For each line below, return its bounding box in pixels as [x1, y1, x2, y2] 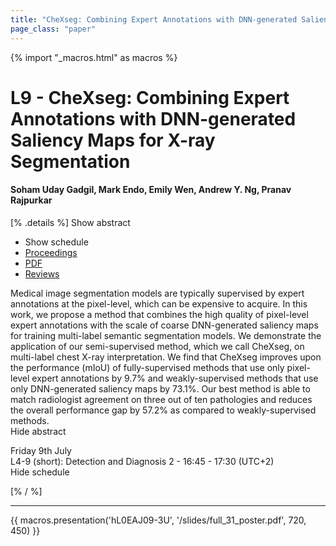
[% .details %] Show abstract [10, 216, 131, 228]
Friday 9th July [10, 444, 72, 456]
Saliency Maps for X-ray [10, 129, 216, 151]
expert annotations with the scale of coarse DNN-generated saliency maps [10, 319, 319, 331]
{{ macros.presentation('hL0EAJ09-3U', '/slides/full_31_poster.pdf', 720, [10, 514, 307, 526]
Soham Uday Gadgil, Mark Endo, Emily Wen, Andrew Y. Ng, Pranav [10, 184, 292, 196]
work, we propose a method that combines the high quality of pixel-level [10, 308, 309, 320]
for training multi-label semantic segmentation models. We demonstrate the [10, 329, 322, 341]
